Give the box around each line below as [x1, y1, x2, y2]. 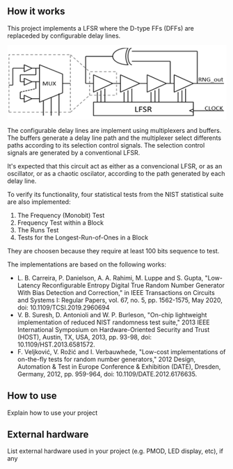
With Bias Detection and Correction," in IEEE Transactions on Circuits [17, 288, 216, 296]
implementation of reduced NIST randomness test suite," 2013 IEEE [17, 318, 210, 326]
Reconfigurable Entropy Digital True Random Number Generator [41, 281, 225, 289]
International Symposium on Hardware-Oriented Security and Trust [17, 325, 210, 333]
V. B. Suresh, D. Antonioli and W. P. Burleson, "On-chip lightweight [17, 310, 207, 319]
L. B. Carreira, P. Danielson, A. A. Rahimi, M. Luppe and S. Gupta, [17, 273, 204, 282]
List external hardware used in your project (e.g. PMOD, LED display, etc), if [7, 447, 224, 455]
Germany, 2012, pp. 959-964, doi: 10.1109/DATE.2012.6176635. [17, 369, 198, 378]
